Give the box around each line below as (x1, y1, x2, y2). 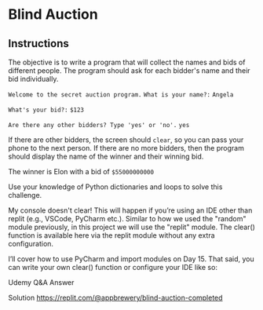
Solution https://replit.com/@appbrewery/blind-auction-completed (8, 293, 223, 302)
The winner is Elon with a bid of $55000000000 (8, 167, 155, 176)
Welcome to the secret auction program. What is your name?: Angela (8, 91, 234, 99)
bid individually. (8, 75, 59, 83)
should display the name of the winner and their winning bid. (8, 151, 204, 161)
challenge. (8, 191, 42, 199)
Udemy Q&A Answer (8, 278, 75, 287)
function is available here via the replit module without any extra (8, 231, 215, 240)
